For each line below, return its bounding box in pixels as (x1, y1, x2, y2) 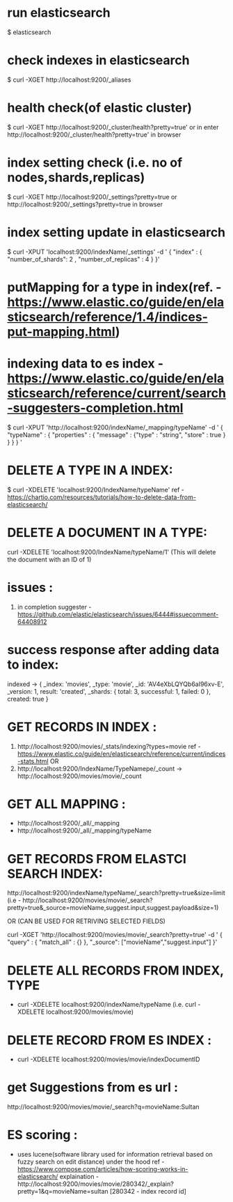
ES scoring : (7, 1127, 78, 1143)
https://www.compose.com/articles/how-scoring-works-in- (17, 1165, 188, 1173)
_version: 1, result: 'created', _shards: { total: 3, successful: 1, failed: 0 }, (7, 687, 211, 695)
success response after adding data (7, 641, 220, 657)
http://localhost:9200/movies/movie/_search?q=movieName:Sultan (7, 1103, 200, 1111)
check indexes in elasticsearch (7, 52, 190, 68)
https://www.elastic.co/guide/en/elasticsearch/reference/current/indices (17, 750, 226, 758)
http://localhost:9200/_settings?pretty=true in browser (7, 200, 163, 208)
